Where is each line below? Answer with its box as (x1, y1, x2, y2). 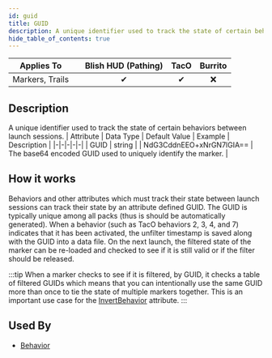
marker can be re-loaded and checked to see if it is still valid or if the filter (8, 245, 255, 255)
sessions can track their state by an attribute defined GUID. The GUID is (8, 202, 248, 211)
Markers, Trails (12, 74, 70, 85)
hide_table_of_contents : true (8, 34, 111, 43)
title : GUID (8, 19, 49, 28)
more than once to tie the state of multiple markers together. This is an (8, 287, 244, 296)
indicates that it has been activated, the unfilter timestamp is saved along (8, 228, 253, 237)
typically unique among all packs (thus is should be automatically (8, 211, 226, 220)
